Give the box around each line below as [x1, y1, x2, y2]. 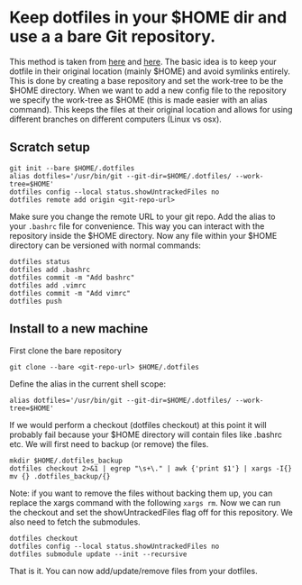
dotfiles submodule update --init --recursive [9, 549, 188, 559]
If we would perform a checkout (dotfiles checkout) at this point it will [9, 419, 268, 430]
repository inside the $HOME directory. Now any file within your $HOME [9, 230, 278, 241]
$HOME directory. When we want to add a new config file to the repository [9, 85, 287, 96]
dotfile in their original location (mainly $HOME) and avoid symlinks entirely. [9, 66, 290, 77]
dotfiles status [9, 257, 70, 266]
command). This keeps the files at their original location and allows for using [9, 104, 293, 114]
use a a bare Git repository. [9, 26, 216, 47]
